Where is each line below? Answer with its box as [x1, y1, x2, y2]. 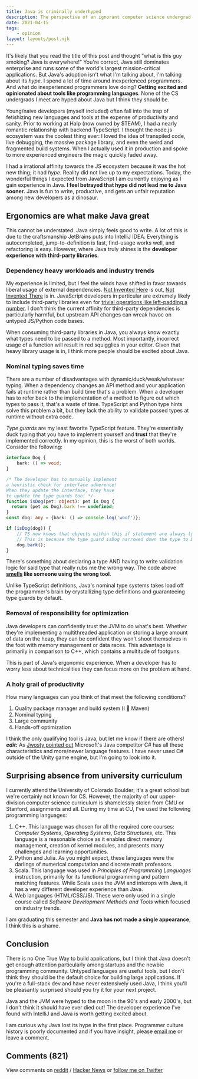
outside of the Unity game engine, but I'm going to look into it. [6, 754, 157, 761]
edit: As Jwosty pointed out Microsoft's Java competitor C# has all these [6, 741, 184, 748]
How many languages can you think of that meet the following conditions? [6, 694, 186, 700]
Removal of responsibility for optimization [6, 609, 129, 618]
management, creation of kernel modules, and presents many [14, 842, 164, 849]
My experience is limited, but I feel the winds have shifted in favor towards [6, 280, 187, 287]
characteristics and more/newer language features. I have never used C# [6, 748, 184, 754]
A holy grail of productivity [6, 680, 84, 688]
